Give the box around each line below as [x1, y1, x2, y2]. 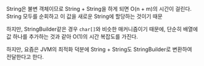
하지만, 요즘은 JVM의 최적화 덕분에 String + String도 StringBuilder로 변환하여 [6, 46, 192, 53]
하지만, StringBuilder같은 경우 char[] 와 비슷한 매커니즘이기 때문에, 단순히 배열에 [6, 26, 198, 32]
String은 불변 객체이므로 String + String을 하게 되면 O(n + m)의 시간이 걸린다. [6, 5, 192, 12]
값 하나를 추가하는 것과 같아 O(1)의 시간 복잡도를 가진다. [6, 33, 138, 40]
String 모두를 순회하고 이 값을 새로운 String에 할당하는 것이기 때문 [6, 13, 163, 20]
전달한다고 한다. [6, 53, 44, 60]
